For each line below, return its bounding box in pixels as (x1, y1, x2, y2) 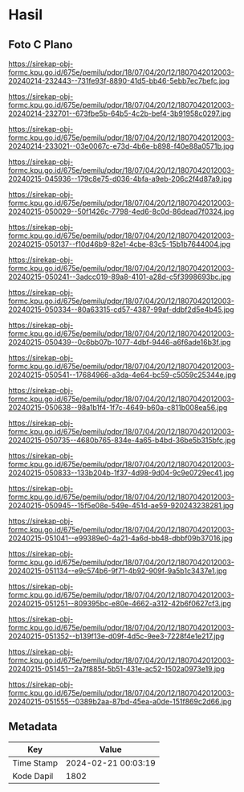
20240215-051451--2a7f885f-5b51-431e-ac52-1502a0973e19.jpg (8, 664, 225, 673)
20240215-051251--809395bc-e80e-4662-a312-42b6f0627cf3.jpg (8, 599, 231, 608)
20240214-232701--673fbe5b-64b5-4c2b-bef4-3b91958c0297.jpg (8, 109, 231, 118)
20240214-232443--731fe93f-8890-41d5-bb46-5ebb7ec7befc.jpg (8, 76, 230, 85)
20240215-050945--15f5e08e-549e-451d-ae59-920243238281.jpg (8, 501, 234, 510)
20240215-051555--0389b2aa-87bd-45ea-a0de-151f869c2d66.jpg (8, 697, 232, 706)
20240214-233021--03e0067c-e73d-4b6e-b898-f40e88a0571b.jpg (8, 142, 234, 150)
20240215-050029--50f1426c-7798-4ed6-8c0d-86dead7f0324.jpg (8, 207, 234, 216)
